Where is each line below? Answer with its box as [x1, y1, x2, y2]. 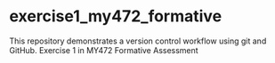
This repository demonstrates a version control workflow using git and [9, 35, 267, 46]
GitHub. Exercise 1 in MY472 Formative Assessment [9, 44, 198, 55]
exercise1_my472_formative [9, 6, 222, 27]
